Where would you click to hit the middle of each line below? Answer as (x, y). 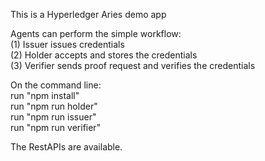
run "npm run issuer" (53, 117)
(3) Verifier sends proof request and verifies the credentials (133, 65)
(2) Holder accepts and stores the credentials (104, 55)
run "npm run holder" (54, 106)
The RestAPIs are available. (66, 147)
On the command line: (56, 85)
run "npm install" (45, 95)
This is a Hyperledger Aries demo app (88, 14)
